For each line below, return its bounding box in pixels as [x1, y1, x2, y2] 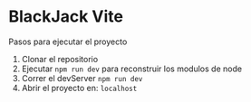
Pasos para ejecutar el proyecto [8, 36, 128, 47]
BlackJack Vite [8, 6, 124, 27]
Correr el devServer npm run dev [21, 72, 143, 83]
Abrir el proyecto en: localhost [21, 82, 138, 93]
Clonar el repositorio [21, 53, 99, 64]
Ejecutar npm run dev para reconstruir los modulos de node [21, 63, 242, 74]
